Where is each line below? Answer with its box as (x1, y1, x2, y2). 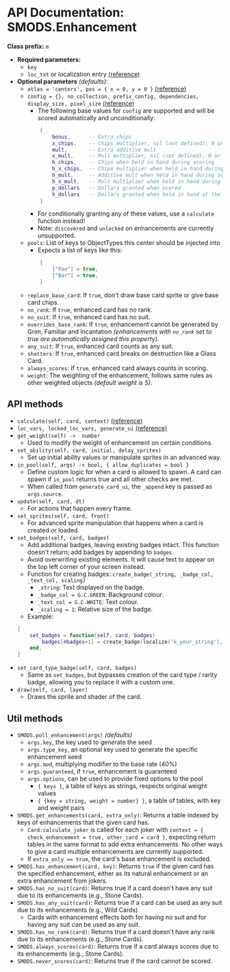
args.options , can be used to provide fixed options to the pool (27, 774, 203, 783)
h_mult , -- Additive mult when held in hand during (51, 172, 215, 179)
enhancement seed (27, 752, 82, 761)
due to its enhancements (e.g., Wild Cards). (16, 905, 140, 914)
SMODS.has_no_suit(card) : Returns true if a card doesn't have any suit (16, 883, 213, 892)
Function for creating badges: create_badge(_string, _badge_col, (27, 570, 214, 578)
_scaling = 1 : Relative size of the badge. (37, 605, 153, 613)
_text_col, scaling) (27, 577, 86, 584)
